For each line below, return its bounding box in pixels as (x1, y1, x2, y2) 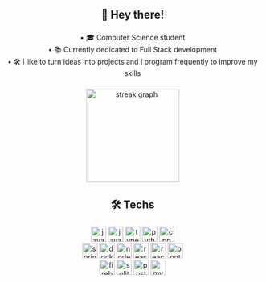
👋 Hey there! (100, 8, 165, 22)
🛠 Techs (110, 198, 155, 211)
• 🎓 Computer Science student (80, 33, 186, 43)
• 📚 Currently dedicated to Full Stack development (47, 45, 218, 55)
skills (124, 69, 141, 78)
